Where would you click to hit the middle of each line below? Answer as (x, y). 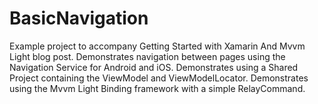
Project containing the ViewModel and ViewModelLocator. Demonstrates (159, 78)
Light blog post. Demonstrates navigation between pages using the (147, 56)
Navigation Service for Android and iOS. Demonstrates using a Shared (154, 67)
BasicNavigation (79, 18)
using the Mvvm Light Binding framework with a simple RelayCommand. (157, 88)
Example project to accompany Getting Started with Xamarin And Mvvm (157, 46)
